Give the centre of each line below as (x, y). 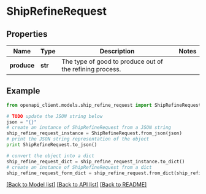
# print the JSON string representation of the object (78, 139)
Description (117, 51)
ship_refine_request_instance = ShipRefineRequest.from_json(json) (94, 133)
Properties (27, 34)
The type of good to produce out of (112, 61)
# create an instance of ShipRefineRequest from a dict (79, 167)
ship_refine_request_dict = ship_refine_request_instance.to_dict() (96, 161)
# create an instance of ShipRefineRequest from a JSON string (89, 128)
